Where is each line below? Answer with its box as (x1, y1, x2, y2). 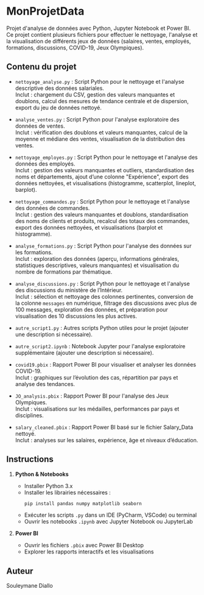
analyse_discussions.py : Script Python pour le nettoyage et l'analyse (15, 280, 190, 287)
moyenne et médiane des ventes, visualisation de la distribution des (15, 135, 186, 142)
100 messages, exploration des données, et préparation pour (15, 305, 169, 313)
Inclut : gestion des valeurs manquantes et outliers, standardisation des (15, 166, 195, 173)
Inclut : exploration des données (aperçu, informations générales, (15, 255, 180, 262)
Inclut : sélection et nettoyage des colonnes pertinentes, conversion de (15, 293, 194, 300)
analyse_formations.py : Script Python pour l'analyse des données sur (15, 242, 192, 249)
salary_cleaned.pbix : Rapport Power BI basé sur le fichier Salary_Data (15, 423, 194, 431)
